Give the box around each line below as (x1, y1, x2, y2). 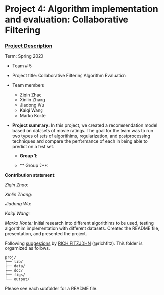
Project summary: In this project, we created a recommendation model (12, 122, 158, 128)
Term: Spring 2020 (5, 53, 43, 59)
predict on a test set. (12, 144, 55, 149)
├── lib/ (5, 259, 23, 264)
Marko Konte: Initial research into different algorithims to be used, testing (5, 220, 154, 226)
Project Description (5, 42, 53, 49)
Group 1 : (19, 153, 37, 159)
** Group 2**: (19, 162, 49, 169)
